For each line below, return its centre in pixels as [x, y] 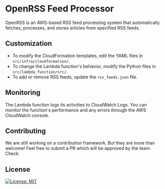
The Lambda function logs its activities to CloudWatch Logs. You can [76, 104]
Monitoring [23, 93]
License [18, 169]
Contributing [25, 131]
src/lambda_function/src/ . [40, 71]
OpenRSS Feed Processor [59, 9]
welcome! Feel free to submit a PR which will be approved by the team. [78, 148]
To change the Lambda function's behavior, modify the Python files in [84, 66]
